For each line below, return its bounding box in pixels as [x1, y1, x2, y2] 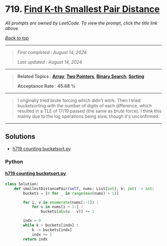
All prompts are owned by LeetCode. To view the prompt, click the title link [5, 20, 158, 26]
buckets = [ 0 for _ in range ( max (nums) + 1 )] [23, 191, 119, 196]
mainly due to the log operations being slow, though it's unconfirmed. [17, 113, 160, 119]
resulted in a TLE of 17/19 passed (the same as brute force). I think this [17, 108, 162, 114]
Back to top [5, 35, 29, 41]
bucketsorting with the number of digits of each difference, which [17, 102, 152, 108]
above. [5, 25, 19, 31]
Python [5, 158, 23, 165]
